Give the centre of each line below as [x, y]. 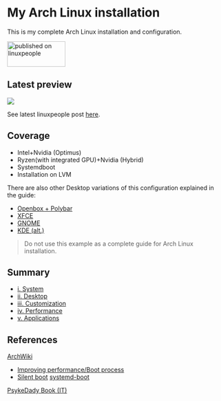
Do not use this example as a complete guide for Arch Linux [109, 243]
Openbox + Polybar [45, 208]
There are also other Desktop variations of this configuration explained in [111, 188]
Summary [29, 272]
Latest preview [40, 85]
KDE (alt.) [31, 230]
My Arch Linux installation [84, 13]
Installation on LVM [44, 174]
